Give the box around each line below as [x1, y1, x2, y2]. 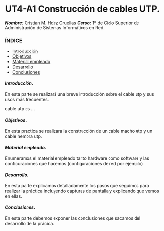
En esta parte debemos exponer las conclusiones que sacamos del [5, 215, 141, 221]
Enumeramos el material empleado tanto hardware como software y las [5, 155, 150, 161]
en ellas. [5, 193, 22, 199]
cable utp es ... [5, 106, 35, 112]
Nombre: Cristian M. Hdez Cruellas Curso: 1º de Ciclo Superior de [5, 20, 139, 26]
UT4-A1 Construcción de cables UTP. [5, 3, 160, 15]
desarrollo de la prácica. [5, 221, 55, 227]
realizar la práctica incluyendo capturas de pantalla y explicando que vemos [5, 188, 159, 194]
